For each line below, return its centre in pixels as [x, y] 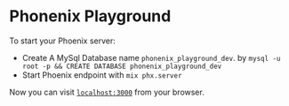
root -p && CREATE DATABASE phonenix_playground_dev [122, 66]
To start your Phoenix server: [62, 41]
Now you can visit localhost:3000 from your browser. [107, 92]
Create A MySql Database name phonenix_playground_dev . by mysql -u [151, 57]
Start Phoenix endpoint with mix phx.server [102, 75]
